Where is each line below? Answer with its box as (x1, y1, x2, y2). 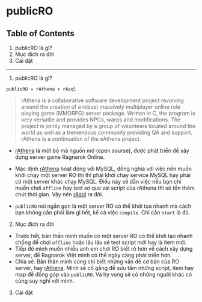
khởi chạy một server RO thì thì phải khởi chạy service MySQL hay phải (14, 172, 191, 179)
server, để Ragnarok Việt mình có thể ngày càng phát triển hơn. (14, 252, 173, 259)
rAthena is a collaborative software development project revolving (20, 97, 185, 104)
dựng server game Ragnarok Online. (14, 153, 105, 161)
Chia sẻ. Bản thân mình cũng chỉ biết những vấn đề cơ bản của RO (14, 258, 180, 265)
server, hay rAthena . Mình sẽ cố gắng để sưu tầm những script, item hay (14, 265, 194, 271)
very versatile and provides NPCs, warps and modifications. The (20, 116, 181, 123)
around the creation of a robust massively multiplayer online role (20, 103, 181, 110)
